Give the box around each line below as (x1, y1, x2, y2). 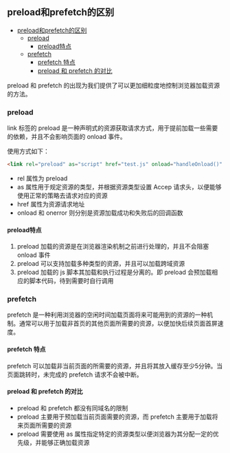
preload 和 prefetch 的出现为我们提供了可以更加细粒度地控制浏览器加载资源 (7, 81, 220, 89)
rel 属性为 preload (16, 174, 68, 182)
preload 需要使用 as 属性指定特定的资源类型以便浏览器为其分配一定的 (16, 430, 213, 438)
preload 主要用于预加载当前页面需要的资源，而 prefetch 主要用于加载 (16, 412, 213, 421)
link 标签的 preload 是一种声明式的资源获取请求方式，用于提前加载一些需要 (7, 124, 218, 132)
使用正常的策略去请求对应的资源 (16, 191, 108, 200)
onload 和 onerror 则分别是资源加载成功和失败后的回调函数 (16, 209, 183, 217)
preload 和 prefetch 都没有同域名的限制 (16, 403, 128, 412)
